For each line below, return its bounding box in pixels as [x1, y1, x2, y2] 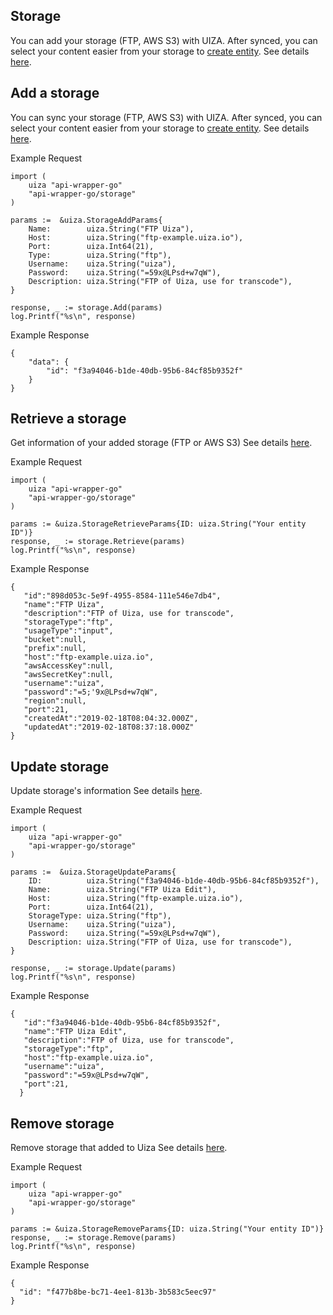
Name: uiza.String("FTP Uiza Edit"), [28, 885, 217, 895]
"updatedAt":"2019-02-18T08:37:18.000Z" [23, 722, 195, 733]
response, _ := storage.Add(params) [10, 302, 163, 313]
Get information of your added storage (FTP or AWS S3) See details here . [10, 437, 313, 449]
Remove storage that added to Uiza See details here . [10, 1142, 228, 1154]
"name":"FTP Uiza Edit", [23, 1027, 128, 1037]
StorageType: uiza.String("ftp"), [28, 911, 172, 921]
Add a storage [10, 85, 100, 102]
